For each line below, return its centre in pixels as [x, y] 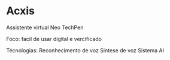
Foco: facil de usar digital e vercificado [54, 39]
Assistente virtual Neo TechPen [45, 27]
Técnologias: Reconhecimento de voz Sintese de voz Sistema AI [85, 50]
